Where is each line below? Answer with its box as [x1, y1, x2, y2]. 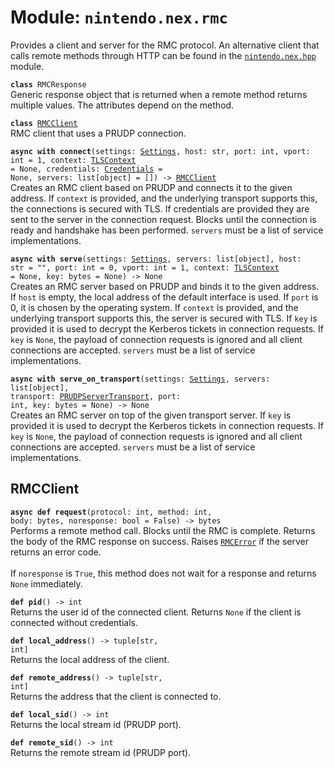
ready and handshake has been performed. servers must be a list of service [10, 224, 324, 236]
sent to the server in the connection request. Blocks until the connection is [10, 213, 317, 225]
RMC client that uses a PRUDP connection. [10, 127, 187, 139]
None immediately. [10, 577, 83, 590]
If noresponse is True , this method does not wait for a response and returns [10, 567, 317, 579]
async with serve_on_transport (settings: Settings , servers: [10, 374, 271, 384]
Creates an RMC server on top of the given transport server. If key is [10, 409, 292, 421]
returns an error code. [10, 546, 102, 558]
